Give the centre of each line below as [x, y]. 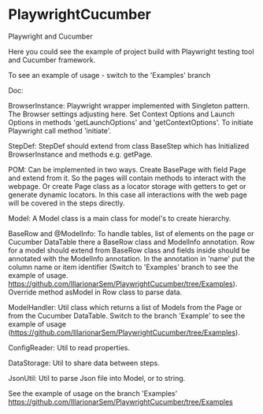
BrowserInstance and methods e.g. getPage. [81, 154]
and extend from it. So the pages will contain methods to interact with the [127, 178]
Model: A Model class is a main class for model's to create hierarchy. [120, 218]
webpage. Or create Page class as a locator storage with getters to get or [127, 186]
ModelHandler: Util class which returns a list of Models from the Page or [125, 307]
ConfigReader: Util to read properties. [69, 347]
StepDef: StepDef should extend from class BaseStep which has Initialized [129, 146]
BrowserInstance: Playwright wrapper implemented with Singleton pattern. [129, 105]
